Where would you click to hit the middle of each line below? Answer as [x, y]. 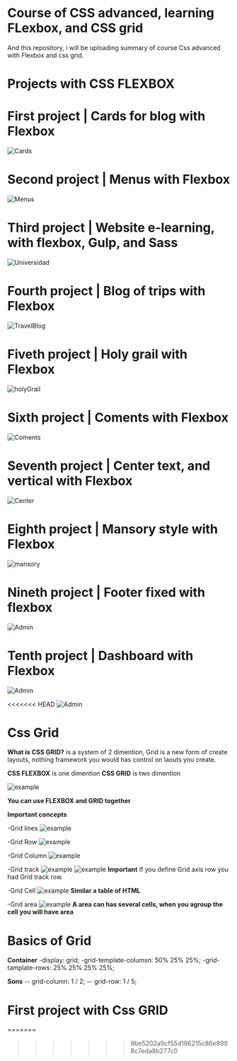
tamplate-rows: [29, 968]
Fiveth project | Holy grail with [97, 354]
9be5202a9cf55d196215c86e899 [179, 1043]
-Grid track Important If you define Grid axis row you [118, 870]
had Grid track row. [35, 877]
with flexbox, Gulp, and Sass [93, 243]
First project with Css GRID [88, 1010]
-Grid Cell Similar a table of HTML [74, 891]
